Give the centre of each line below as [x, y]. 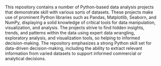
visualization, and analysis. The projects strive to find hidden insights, [75, 28]
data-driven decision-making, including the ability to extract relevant [74, 48]
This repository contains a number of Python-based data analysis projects [80, 7]
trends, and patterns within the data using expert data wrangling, [70, 33]
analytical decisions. [26, 58]
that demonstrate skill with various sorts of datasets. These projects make [79, 12]
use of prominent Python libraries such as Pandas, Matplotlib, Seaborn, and [81, 17]
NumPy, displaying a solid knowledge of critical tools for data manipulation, [80, 22]
